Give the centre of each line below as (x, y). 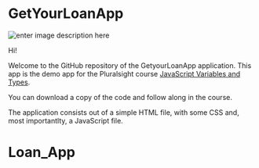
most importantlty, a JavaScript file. (66, 120)
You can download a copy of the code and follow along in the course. (120, 97)
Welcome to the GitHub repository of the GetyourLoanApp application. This (130, 65)
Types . (19, 82)
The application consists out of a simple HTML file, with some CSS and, (124, 112)
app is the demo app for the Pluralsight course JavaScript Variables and (124, 73)
